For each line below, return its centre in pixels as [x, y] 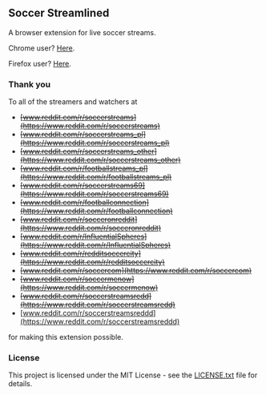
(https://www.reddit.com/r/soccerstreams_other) [100, 160]
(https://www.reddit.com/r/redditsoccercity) [93, 262]
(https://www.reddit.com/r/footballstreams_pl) [96, 177]
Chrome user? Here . [42, 48]
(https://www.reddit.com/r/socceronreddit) [91, 228]
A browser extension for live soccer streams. [82, 32]
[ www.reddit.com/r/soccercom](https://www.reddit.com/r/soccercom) [136, 271]
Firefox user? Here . [40, 63]
